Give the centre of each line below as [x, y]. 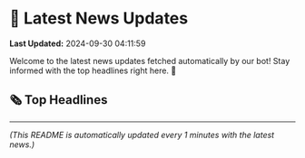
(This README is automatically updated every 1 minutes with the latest [142, 135]
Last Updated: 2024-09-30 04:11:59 [78, 43]
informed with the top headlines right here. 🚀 [93, 70]
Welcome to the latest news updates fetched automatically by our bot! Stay [150, 60]
